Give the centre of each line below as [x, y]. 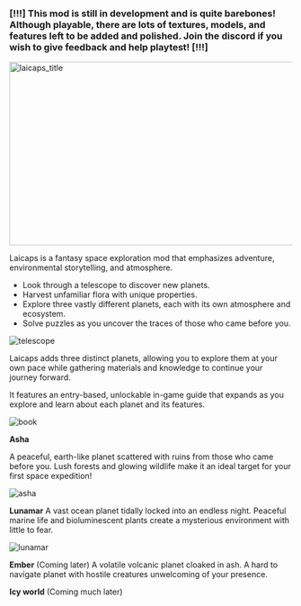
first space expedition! [51, 476]
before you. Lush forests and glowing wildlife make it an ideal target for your [150, 466]
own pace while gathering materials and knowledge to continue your [136, 368]
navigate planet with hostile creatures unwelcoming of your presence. [138, 574]
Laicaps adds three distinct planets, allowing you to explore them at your [144, 358]
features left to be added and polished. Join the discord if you [146, 36]
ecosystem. [44, 314]
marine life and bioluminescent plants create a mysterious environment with [150, 520]
